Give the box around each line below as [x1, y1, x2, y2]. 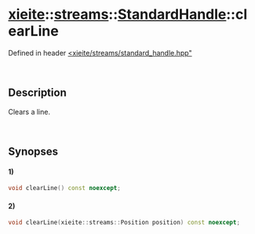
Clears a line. [8, 107, 51, 116]
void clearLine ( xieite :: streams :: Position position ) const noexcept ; [8, 218, 241, 227]
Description [8, 86, 67, 100]
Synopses [8, 145, 59, 159]
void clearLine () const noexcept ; [8, 185, 122, 192]
